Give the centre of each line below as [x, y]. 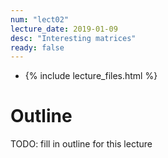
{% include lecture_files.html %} [91, 76]
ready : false [37, 47]
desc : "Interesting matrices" [73, 38]
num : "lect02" [40, 19]
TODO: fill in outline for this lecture [81, 144]
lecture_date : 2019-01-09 [64, 29]
